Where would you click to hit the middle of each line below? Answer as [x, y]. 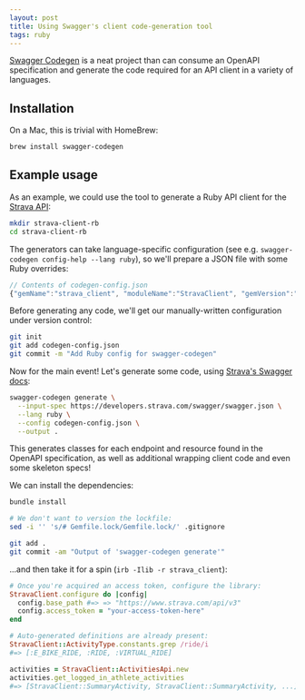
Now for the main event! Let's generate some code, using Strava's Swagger [151, 371]
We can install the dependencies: [72, 486]
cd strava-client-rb [49, 232]
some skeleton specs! [50, 468]
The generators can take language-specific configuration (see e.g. [134, 249]
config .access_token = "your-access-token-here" [111, 611]
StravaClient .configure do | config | [79, 594]
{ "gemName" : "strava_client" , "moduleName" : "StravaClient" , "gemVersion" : [152, 293]
